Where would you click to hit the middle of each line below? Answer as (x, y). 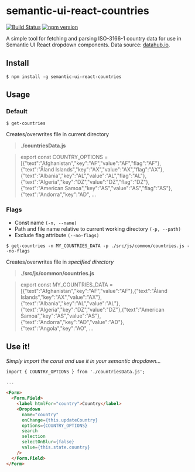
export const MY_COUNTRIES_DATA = (66, 284)
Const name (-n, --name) (46, 222)
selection (33, 436)
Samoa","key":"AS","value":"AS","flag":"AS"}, (119, 188)
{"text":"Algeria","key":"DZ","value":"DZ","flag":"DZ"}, (85, 182)
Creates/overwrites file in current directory (58, 134)
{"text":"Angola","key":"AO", (54, 328)
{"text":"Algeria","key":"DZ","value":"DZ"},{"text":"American (93, 309)
